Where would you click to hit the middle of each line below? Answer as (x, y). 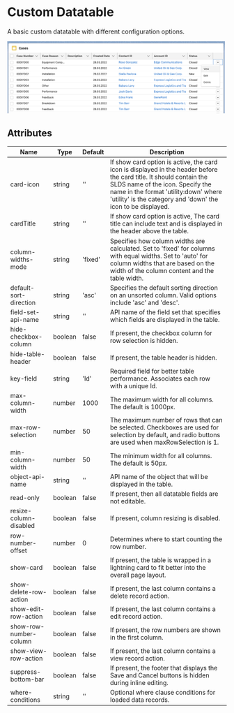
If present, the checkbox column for (161, 333)
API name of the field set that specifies (165, 312)
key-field (23, 378)
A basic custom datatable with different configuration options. (96, 31)
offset (19, 550)
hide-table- (28, 354)
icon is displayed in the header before (164, 170)
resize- (21, 511)
